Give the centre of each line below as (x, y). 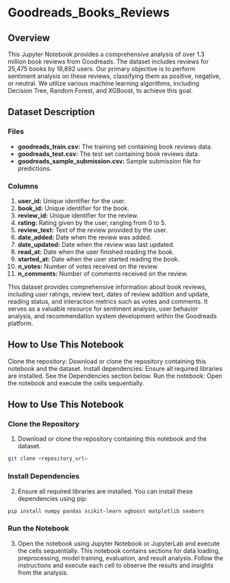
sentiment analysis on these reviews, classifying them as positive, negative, (114, 76)
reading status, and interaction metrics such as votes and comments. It (108, 301)
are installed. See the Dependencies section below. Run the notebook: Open (115, 376)
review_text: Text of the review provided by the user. (93, 230)
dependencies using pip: (52, 498)
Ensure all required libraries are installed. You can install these (105, 491)
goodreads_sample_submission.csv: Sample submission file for (109, 161)
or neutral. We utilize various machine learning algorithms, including (104, 83)
